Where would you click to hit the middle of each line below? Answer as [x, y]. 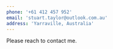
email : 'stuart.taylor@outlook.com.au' [57, 18]
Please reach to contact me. [42, 41]
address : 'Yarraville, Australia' [50, 23]
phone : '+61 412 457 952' [39, 12]
